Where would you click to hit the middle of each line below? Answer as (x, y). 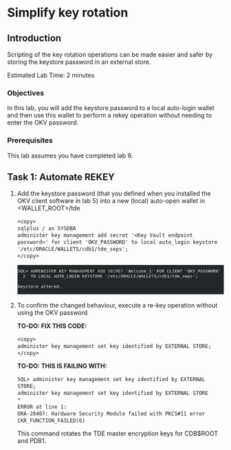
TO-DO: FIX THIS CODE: (52, 326)
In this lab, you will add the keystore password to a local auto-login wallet (111, 108)
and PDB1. (32, 441)
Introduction (34, 38)
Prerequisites (30, 140)
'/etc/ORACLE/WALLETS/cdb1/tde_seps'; (73, 249)
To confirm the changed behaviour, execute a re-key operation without (117, 306)
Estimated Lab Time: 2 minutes (51, 75)
